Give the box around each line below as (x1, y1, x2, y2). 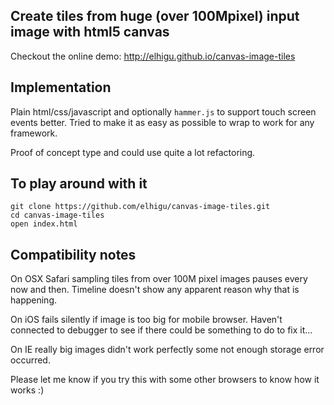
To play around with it (10, 175, 148, 193)
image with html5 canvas (10, 24, 170, 41)
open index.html (10, 219, 78, 229)
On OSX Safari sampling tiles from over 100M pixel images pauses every (10, 273, 308, 285)
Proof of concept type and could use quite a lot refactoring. (10, 146, 256, 158)
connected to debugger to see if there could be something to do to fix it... (10, 324, 313, 336)
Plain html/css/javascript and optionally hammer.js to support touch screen (10, 105, 317, 118)
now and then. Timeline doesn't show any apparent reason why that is (10, 284, 300, 296)
